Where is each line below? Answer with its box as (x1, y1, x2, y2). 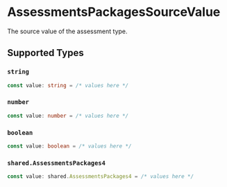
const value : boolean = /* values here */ (7, 143, 132, 150)
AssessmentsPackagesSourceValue (7, 4, 221, 20)
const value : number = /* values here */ (7, 112, 129, 119)
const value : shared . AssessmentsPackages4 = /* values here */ (7, 173, 194, 180)
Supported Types (7, 47, 85, 59)
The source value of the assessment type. (7, 27, 128, 35)
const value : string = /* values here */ (7, 82, 129, 89)
